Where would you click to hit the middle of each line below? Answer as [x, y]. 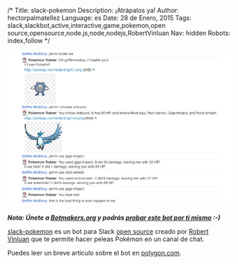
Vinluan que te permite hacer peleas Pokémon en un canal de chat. [106, 239]
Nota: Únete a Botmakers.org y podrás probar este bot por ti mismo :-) [114, 218]
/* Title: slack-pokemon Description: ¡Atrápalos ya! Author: [93, 10]
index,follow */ [29, 41]
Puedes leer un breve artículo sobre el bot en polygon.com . [94, 253]
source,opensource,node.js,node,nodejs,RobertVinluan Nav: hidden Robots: [119, 33]
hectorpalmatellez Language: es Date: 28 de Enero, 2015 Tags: [99, 18]
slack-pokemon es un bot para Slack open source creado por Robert [108, 232]
